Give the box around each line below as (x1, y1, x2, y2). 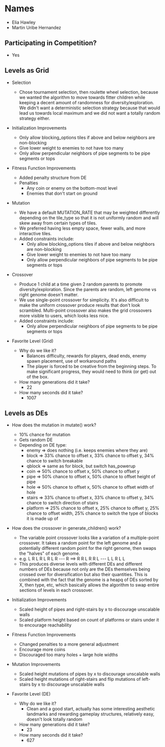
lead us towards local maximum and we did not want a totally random (19, 110, 161, 116)
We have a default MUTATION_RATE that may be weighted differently (19, 209, 160, 215)
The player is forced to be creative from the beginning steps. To (26, 363, 157, 369)
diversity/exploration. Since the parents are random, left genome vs (19, 286, 157, 292)
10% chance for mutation (19, 432, 71, 438)
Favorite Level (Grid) (11, 338, 54, 344)
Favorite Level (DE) (11, 691, 51, 697)
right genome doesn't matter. (19, 291, 79, 297)
